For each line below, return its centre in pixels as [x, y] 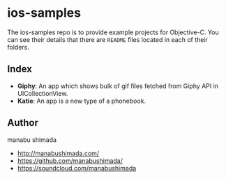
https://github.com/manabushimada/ [70, 160]
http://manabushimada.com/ [58, 153]
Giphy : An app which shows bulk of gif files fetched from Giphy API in [118, 86]
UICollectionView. [43, 93]
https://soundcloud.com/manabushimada [77, 168]
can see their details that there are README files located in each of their [107, 39]
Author [23, 123]
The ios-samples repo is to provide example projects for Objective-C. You [113, 32]
